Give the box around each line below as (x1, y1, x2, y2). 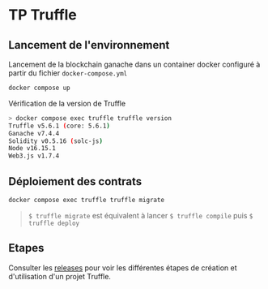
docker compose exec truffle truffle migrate (8, 196, 164, 204)
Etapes (8, 241, 45, 255)
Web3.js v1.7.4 (8, 152, 60, 160)
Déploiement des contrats (8, 175, 143, 188)
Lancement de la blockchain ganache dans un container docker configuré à (8, 59, 261, 69)
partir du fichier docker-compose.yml (8, 68, 128, 78)
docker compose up (8, 84, 70, 92)
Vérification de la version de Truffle (8, 98, 126, 108)
